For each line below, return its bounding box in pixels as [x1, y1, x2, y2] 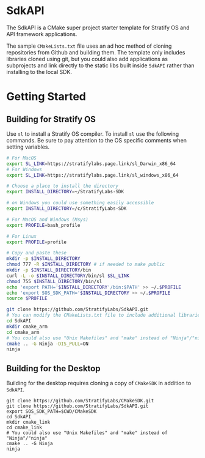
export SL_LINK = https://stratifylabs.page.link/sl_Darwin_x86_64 [6, 160, 176, 167]
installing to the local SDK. [6, 68, 72, 75]
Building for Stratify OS [6, 114, 96, 124]
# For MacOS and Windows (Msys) [6, 216, 88, 223]
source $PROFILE [6, 295, 48, 301]
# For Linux [6, 233, 37, 239]
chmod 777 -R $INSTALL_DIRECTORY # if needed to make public [6, 261, 165, 268]
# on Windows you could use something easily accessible [6, 200, 154, 206]
